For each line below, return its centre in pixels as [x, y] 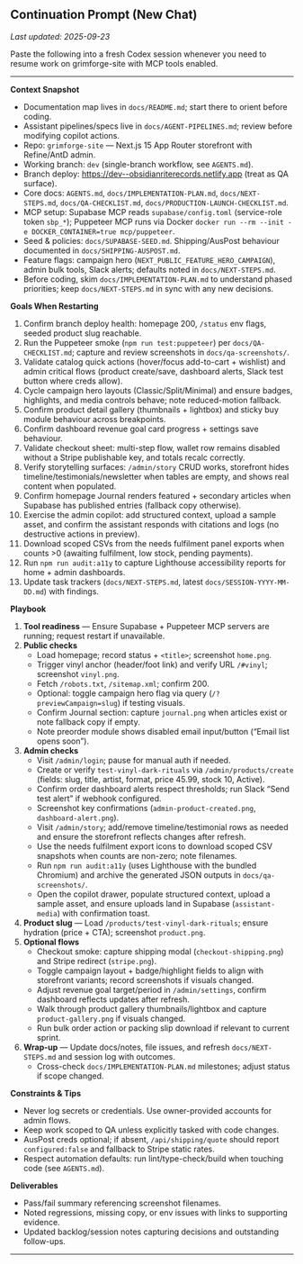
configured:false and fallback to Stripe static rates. [119, 1149]
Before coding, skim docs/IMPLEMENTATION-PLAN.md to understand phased [158, 279]
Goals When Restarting [54, 306]
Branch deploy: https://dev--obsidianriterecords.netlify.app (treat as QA [156, 174]
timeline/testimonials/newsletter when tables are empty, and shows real [156, 476]
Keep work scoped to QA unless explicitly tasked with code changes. [151, 1130]
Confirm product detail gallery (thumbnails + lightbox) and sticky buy [151, 410]
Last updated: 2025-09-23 [60, 36]
